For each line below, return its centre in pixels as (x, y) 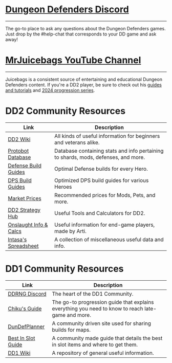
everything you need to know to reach (98, 308)
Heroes (63, 187)
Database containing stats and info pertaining (109, 151)
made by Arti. (71, 231)
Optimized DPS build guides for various (102, 180)
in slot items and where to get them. (95, 344)
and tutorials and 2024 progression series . (50, 90)
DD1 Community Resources (64, 269)
